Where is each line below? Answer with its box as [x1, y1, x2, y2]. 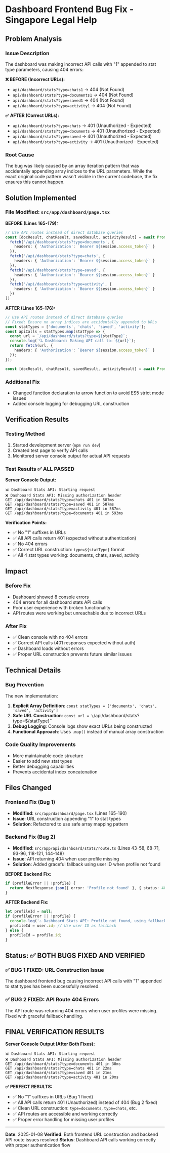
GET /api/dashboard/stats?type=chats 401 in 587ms [5, 497, 114, 502]
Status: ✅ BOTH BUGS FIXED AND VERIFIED [5, 951, 145, 960]
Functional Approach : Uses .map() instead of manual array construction [12, 728, 164, 734]
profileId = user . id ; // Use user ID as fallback [10, 923, 116, 928]
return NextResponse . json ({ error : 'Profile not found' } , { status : [10, 885, 159, 890]
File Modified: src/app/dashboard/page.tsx [5, 209, 110, 216]
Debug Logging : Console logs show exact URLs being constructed [12, 723, 152, 729]
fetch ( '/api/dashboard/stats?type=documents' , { [10, 239, 114, 244]
